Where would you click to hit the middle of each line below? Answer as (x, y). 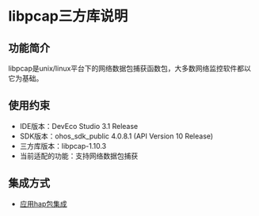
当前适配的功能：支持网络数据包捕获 (79, 156)
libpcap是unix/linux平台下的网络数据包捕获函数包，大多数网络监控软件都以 (130, 68)
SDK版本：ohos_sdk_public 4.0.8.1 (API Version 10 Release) (116, 136)
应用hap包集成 (43, 203)
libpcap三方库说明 (68, 16)
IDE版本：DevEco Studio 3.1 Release (79, 126)
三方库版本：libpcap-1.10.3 (63, 146)
